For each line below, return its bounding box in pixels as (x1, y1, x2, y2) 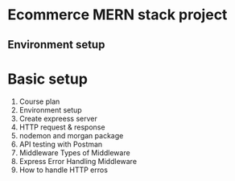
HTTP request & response (19, 122, 105, 132)
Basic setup (7, 70, 88, 88)
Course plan (19, 97, 60, 106)
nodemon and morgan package (19, 130, 124, 140)
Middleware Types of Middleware (19, 147, 130, 158)
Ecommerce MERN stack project (7, 6, 228, 24)
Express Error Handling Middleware (19, 156, 138, 166)
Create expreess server (19, 113, 97, 123)
